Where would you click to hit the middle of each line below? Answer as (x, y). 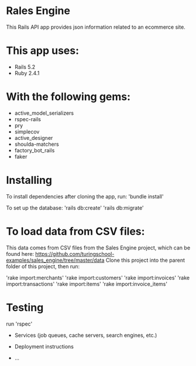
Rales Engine (38, 11)
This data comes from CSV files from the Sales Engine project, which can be (98, 248)
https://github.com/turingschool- (75, 254)
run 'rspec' (19, 324)
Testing (25, 307)
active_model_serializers (44, 113)
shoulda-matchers (37, 144)
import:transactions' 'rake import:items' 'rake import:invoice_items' (87, 284)
